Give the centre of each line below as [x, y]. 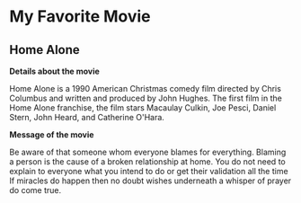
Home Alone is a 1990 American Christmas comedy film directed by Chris [145, 88]
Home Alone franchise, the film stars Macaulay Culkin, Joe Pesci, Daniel [143, 108]
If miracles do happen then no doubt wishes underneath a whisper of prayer [150, 181]
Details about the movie [55, 71]
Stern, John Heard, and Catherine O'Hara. [87, 117]
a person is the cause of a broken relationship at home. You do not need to [147, 162]
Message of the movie [52, 135]
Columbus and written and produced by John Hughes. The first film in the [146, 98]
